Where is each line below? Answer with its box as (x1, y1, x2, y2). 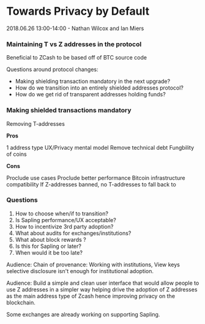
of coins (6, 150, 27, 158)
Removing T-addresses (6, 120, 65, 127)
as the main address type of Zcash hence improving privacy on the (6, 292, 176, 299)
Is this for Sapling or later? (15, 242, 81, 250)
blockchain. (6, 299, 35, 306)
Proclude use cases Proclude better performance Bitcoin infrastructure (6, 174, 185, 182)
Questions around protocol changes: (6, 66, 99, 73)
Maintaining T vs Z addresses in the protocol (6, 40, 142, 48)
